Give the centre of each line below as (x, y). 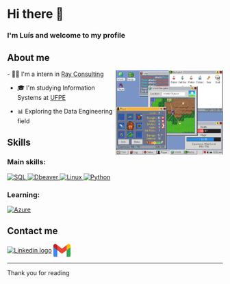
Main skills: (26, 162)
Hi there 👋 (35, 14)
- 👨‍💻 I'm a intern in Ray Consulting (55, 74)
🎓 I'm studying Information (56, 88)
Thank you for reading (38, 272)
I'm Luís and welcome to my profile (66, 36)
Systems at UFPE (41, 97)
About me (28, 57)
